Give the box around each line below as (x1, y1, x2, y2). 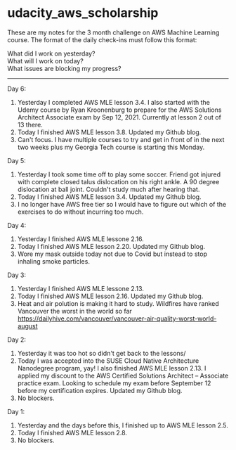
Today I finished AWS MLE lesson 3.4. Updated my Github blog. (17, 192, 202, 201)
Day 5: (7, 156, 26, 165)
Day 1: (7, 407, 25, 416)
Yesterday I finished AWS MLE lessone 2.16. (17, 234, 144, 243)
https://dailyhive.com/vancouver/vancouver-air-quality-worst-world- (17, 314, 217, 323)
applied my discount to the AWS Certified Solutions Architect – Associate (17, 371, 229, 380)
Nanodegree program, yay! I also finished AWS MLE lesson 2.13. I (17, 364, 206, 372)
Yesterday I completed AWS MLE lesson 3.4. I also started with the (17, 98, 211, 106)
